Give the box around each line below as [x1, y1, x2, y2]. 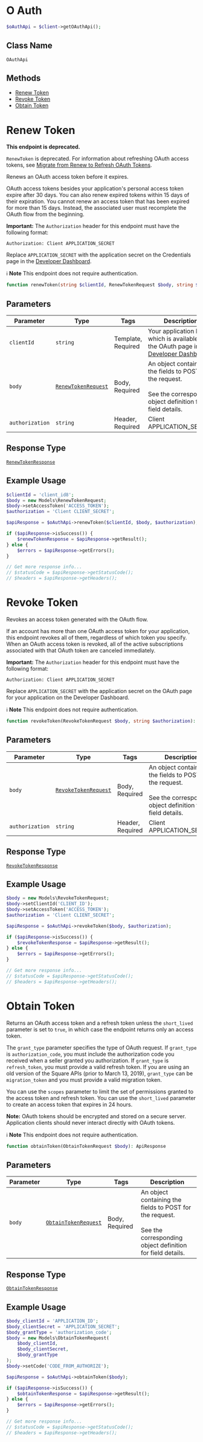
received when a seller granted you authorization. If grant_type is [6, 1056, 169, 1064]
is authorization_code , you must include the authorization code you [6, 1050, 175, 1058]
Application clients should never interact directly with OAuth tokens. [6, 1119, 175, 1126]
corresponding [141, 1233, 183, 1242]
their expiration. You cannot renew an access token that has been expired [6, 198, 190, 205]
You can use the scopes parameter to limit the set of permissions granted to [6, 1088, 194, 1095]
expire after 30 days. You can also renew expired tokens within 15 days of [6, 192, 190, 199]
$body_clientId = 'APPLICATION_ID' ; [6, 1318, 98, 1324]
